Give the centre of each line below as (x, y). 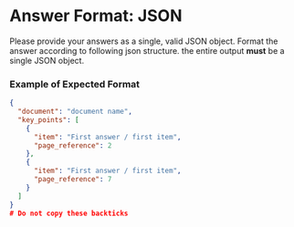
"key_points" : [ (48, 119)
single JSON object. (47, 60)
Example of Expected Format (74, 84)
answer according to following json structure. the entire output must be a (147, 50)
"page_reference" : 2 (73, 145)
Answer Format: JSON (96, 16)
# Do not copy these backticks (69, 213)
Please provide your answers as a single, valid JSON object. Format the (144, 41)
